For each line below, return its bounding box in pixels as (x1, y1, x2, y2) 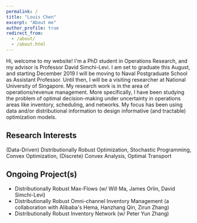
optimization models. (6, 113, 57, 120)
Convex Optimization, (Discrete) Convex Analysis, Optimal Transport (6, 152, 172, 159)
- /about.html (11, 42, 46, 48)
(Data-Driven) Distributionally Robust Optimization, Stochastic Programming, (6, 146, 192, 153)
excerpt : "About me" (6, 19, 57, 25)
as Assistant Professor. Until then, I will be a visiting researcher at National (6, 76, 186, 83)
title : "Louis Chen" (6, 14, 57, 20)
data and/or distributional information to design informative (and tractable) (6, 107, 186, 114)
